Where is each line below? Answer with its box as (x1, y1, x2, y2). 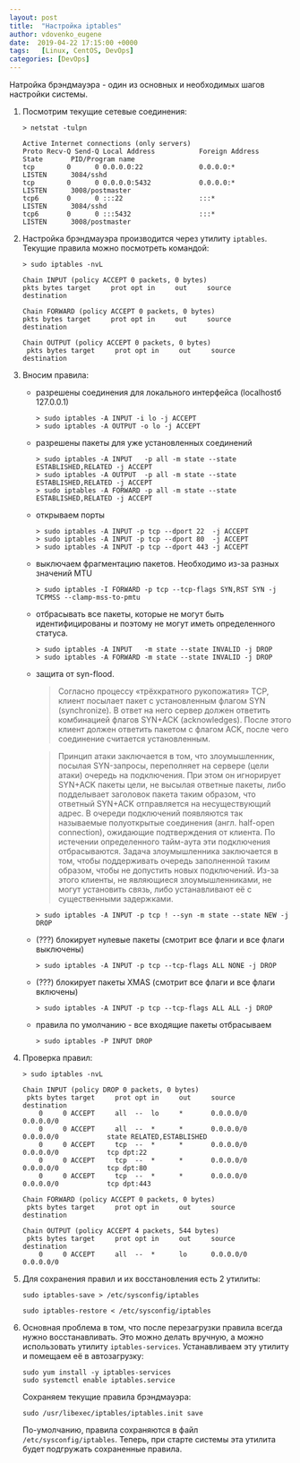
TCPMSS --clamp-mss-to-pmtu (35, 593, 141, 602)
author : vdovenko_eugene (9, 30, 102, 38)
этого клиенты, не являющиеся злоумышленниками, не (57, 875, 272, 885)
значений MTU (35, 568, 92, 578)
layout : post (9, 13, 58, 22)
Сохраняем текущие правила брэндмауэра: (21, 1391, 192, 1402)
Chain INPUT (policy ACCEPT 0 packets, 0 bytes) (21, 276, 208, 285)
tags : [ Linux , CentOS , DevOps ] (9, 47, 134, 56)
